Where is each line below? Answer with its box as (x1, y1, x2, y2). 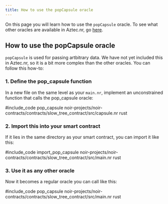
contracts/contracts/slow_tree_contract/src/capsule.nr (5, 110, 118, 116)
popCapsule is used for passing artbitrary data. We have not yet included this (5, 55, 163, 61)
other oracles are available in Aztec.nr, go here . (5, 26, 103, 33)
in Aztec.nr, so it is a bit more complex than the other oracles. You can (5, 60, 150, 66)
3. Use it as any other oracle (5, 167, 75, 174)
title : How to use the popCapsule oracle (5, 7, 94, 13)
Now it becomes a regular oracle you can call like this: (5, 179, 117, 185)
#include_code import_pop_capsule (5, 149, 79, 156)
